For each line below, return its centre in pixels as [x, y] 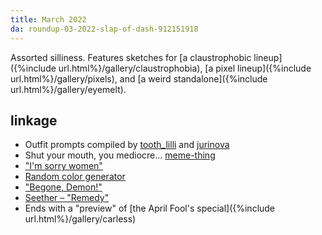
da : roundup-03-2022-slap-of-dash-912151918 [104, 29]
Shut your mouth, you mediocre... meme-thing [120, 155]
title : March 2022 [48, 19]
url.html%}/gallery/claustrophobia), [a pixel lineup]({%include [185, 68]
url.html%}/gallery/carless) [80, 219]
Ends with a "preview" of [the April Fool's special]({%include [150, 208]
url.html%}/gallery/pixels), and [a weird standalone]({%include [139, 78]
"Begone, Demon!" [63, 187]
